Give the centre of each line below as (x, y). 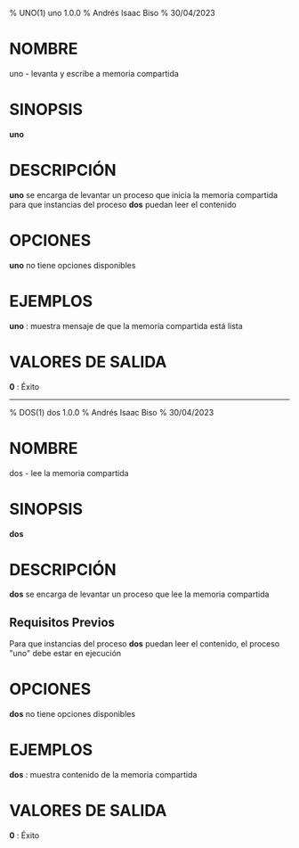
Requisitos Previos (62, 622)
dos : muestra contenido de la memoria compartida (103, 775)
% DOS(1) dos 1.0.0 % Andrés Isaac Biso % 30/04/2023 (112, 412)
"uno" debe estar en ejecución (65, 654)
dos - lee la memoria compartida (69, 473)
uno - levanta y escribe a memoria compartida (94, 73)
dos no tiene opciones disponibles (73, 714)
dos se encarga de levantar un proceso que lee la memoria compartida (139, 594)
